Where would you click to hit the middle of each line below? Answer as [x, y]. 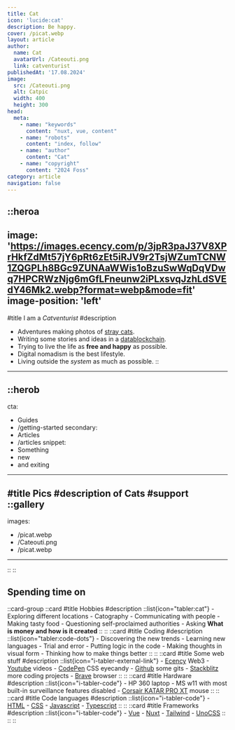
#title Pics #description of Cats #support [98, 494]
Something [33, 450]
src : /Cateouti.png [42, 85]
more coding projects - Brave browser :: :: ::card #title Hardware [100, 676]
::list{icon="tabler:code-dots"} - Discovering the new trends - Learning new [116, 639]
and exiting [34, 465]
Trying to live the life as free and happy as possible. [92, 346]
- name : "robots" [45, 137]
